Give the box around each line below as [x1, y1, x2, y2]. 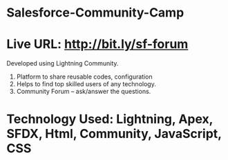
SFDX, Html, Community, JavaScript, [6, 126, 222, 142]
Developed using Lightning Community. [6, 59, 119, 68]
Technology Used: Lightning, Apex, [6, 112, 213, 127]
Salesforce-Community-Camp [6, 5, 184, 21]
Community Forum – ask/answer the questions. [16, 88, 151, 96]
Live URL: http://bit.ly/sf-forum [6, 37, 189, 52]
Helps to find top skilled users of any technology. [16, 80, 156, 88]
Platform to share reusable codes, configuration [16, 72, 153, 81]
